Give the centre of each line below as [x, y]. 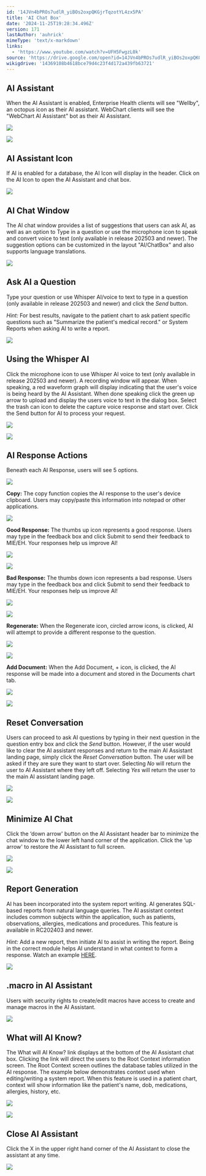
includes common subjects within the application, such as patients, [91, 917]
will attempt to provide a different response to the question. [81, 632]
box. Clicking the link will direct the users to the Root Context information [98, 1059]
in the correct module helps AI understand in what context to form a [92, 948]
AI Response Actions [47, 455]
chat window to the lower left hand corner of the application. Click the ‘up [99, 840]
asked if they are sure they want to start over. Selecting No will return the [99, 764]
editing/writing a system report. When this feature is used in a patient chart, [102, 1078]
